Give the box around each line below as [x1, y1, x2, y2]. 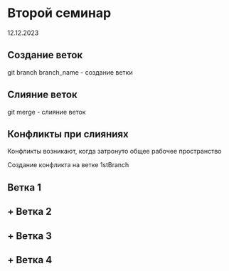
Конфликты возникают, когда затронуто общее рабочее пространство [7, 147, 222, 156]
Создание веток [7, 49, 83, 61]
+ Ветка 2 [7, 206, 52, 218]
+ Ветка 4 [7, 254, 53, 266]
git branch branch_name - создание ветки [7, 68, 133, 76]
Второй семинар [7, 5, 112, 21]
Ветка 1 [7, 181, 41, 193]
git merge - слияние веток [7, 107, 87, 116]
